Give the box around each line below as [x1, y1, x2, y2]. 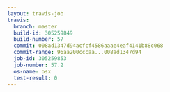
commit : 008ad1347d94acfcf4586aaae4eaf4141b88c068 [13, 42, 164, 49]
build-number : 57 [13, 36, 64, 43]
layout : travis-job [7, 10, 64, 17]
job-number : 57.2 [13, 62, 64, 68]
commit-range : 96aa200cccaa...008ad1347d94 [13, 49, 141, 56]
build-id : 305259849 [13, 29, 73, 37]
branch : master [13, 23, 58, 30]
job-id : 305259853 [13, 55, 68, 62]
